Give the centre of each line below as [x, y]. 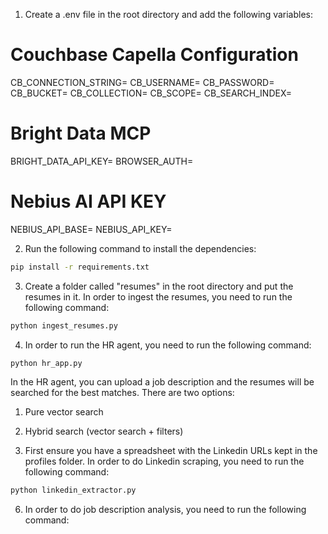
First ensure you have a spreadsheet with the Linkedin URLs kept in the [171, 451]
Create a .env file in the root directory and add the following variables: [169, 14]
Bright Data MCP [81, 133]
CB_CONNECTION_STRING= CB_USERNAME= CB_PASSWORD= [142, 82]
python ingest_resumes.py [64, 325]
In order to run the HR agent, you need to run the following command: [168, 345]
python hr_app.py [46, 363]
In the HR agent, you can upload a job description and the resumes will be [162, 382]
